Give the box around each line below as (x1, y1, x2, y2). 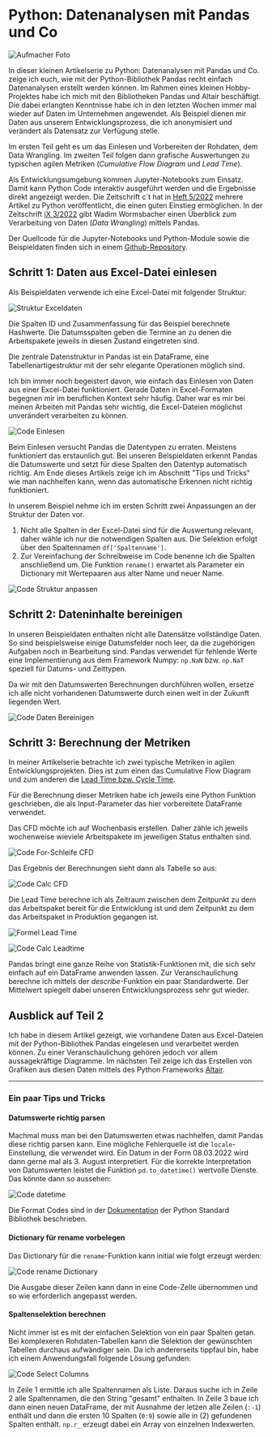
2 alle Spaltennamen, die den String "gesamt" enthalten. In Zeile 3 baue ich (8, 1393, 259, 1403)
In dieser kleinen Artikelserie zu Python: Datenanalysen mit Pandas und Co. (8, 65, 260, 75)
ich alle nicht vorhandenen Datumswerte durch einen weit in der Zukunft (8, 688, 249, 697)
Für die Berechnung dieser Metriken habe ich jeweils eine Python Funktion (8, 790, 257, 800)
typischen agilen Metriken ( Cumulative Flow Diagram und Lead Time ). (8, 158, 243, 168)
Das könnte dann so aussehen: (8, 1174, 112, 1184)
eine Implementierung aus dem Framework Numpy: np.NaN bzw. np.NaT (8, 655, 244, 665)
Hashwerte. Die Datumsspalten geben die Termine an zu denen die (8, 327, 232, 337)
